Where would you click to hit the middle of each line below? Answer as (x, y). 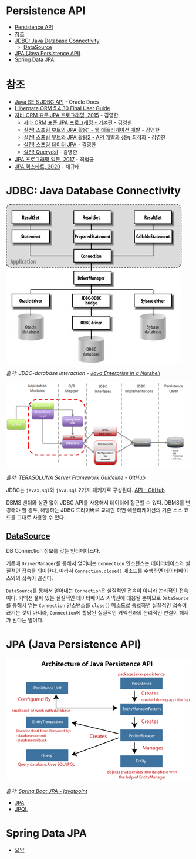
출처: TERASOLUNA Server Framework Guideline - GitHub (76, 477)
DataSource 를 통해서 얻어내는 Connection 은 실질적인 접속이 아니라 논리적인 (92, 591)
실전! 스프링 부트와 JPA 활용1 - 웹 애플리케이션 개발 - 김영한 (92, 130)
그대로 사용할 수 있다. (41, 517)
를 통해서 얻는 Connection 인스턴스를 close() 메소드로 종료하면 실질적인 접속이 (97, 605)
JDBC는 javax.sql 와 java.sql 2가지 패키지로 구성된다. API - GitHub (86, 490)
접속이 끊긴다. (37, 578)
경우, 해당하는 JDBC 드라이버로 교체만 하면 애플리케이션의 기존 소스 (105, 510)
